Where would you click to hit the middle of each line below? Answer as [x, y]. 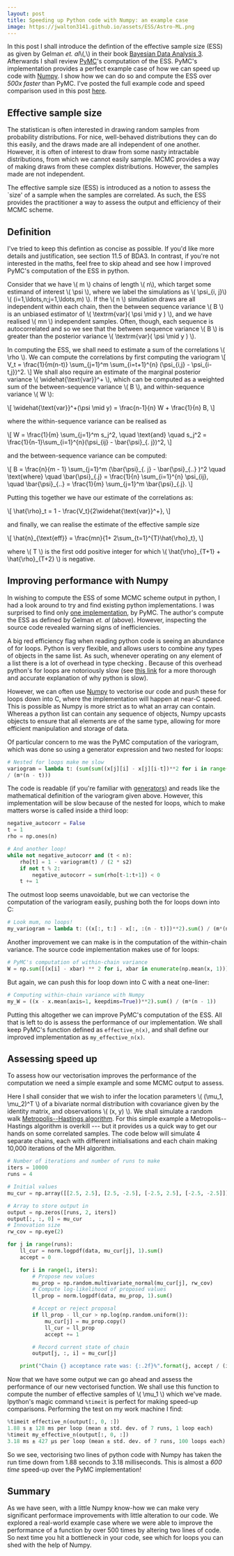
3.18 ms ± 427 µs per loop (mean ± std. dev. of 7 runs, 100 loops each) [117, 1441]
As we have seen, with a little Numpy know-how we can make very [103, 1508]
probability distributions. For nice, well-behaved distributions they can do [112, 137]
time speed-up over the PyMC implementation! [74, 1470]
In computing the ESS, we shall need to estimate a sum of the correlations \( [116, 350]
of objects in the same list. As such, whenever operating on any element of [115, 656]
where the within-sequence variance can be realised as [87, 421]
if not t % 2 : [40, 868]
